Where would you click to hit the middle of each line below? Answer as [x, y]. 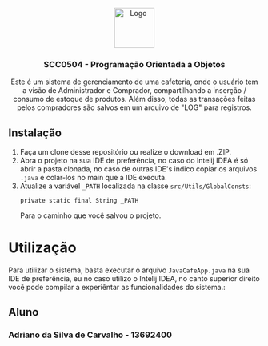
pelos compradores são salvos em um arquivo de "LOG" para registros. [134, 107]
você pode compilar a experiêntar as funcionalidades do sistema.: [117, 288]
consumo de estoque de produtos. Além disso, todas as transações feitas [134, 99]
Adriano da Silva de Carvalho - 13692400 [90, 335]
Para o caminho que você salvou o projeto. [90, 215]
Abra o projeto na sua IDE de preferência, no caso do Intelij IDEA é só [134, 161]
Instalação [35, 133]
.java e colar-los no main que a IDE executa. [93, 178]
